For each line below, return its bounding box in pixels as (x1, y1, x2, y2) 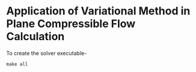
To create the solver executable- (6, 49, 87, 56)
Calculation (6, 30, 65, 43)
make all (6, 61, 28, 67)
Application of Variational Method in (6, 4, 191, 18)
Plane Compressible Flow (6, 17, 136, 31)
